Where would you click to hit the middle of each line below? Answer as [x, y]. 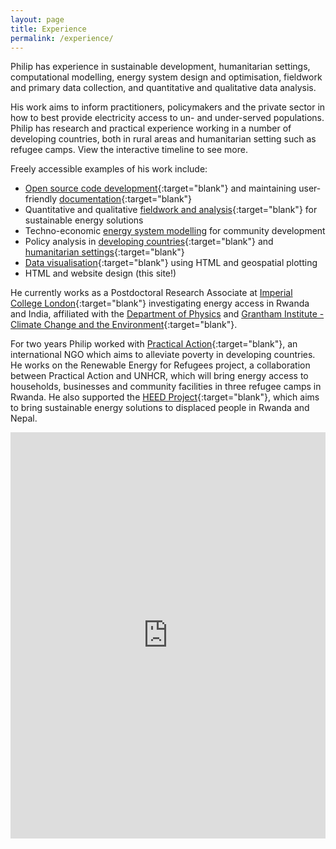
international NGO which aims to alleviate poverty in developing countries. [163, 355]
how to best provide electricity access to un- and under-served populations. [167, 118]
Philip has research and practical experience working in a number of [151, 128]
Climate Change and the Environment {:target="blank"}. [124, 325]
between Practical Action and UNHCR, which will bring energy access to [159, 376]
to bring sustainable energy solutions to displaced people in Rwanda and [160, 408]
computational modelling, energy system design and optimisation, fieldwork [166, 77]
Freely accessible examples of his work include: [109, 169]
